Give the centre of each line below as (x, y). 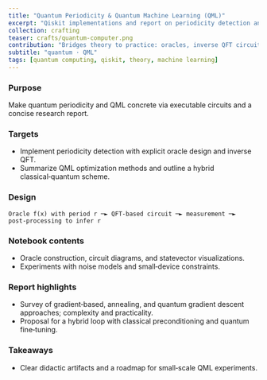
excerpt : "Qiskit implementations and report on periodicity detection (129, 23)
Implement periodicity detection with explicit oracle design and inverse (135, 151)
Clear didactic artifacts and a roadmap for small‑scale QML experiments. (139, 367)
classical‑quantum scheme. (64, 176)
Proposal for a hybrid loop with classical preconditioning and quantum (134, 321)
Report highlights (43, 287)
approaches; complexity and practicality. (86, 313)
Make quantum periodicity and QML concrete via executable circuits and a (130, 105)
